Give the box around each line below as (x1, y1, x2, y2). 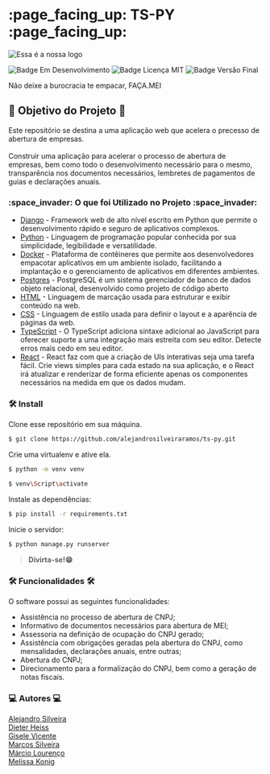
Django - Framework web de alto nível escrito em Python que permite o (19, 215, 258, 225)
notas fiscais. (19, 673, 65, 682)
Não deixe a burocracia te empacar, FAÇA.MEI (8, 81, 162, 90)
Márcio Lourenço (8, 748, 65, 758)
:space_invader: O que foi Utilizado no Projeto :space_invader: (8, 197, 258, 208)
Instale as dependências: (8, 494, 92, 504)
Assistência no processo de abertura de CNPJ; (19, 612, 176, 622)
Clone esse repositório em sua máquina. (8, 420, 143, 429)
